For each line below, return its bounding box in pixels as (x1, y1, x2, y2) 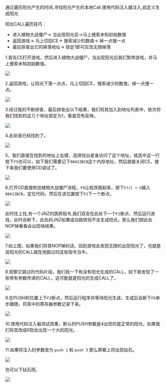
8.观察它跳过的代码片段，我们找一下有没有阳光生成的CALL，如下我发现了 (5, 269, 155, 275)
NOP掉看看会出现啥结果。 (5, 223, 58, 229)
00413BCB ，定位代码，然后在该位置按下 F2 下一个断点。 (5, 191, 114, 197)
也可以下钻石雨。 (5, 367, 40, 373)
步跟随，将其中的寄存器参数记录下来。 (5, 301, 83, 307)
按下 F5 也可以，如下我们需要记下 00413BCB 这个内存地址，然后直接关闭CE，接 (5, 159, 160, 165)
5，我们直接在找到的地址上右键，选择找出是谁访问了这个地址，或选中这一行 (5, 153, 160, 158)
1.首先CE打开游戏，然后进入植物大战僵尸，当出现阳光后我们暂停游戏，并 (5, 55, 153, 60)
